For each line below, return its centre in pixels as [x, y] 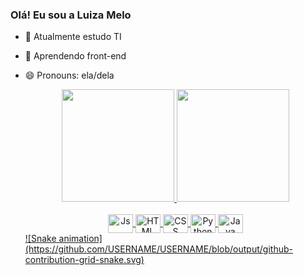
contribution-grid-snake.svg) [84, 260]
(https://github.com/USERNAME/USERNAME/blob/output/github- [158, 249]
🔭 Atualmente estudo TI [73, 37]
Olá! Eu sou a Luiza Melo [71, 15]
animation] [80, 239]
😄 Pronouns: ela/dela [69, 75]
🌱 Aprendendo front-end [75, 56]
